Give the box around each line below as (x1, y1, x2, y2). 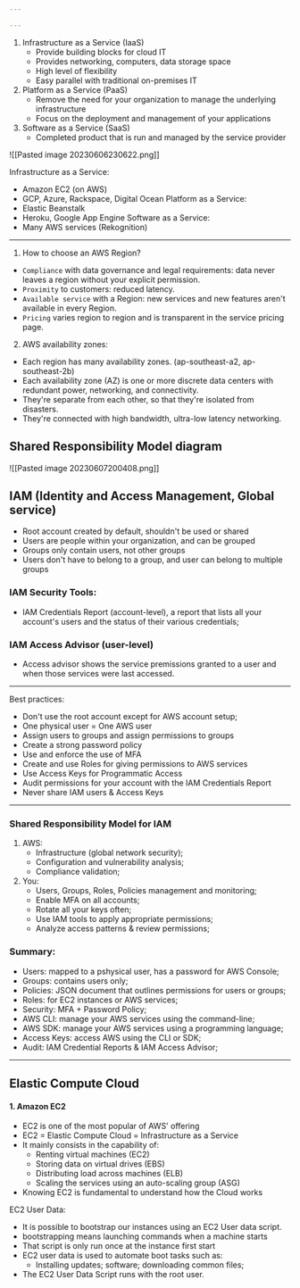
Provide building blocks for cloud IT (35, 46, 167, 57)
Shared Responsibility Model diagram (9, 439, 223, 454)
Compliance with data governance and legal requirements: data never (21, 264, 275, 275)
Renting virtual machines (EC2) (35, 1149, 150, 1160)
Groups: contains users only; (21, 975, 129, 986)
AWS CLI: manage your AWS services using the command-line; (21, 1013, 255, 1024)
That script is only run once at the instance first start (21, 1241, 216, 1251)
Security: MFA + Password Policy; (21, 1003, 147, 1014)
